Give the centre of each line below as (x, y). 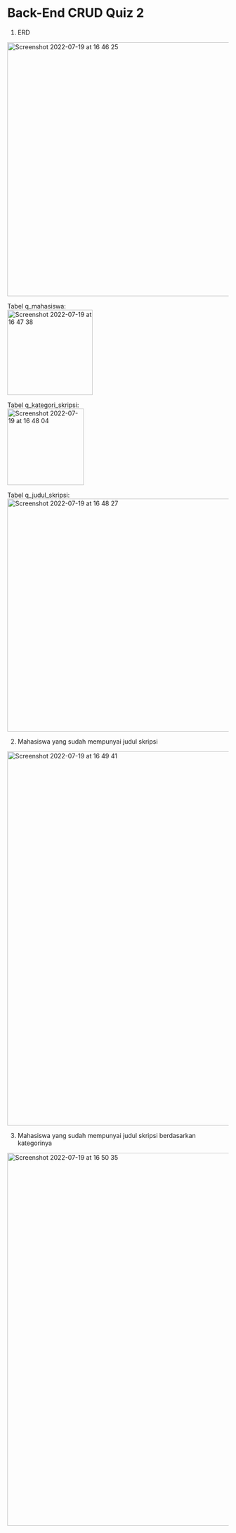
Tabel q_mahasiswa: (37, 306)
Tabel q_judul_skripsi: (39, 495)
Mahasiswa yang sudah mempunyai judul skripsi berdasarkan (107, 1135)
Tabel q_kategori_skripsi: (43, 405)
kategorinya (35, 1143)
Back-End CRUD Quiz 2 (76, 13)
